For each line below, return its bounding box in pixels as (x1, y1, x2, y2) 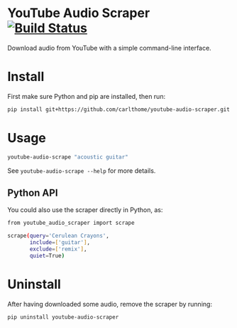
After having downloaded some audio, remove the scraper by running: (7, 300, 213, 308)
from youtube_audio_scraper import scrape (7, 219, 135, 227)
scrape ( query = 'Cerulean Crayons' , (7, 233, 110, 240)
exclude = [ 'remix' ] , (29, 245, 87, 253)
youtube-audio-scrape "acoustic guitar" (7, 153, 129, 161)
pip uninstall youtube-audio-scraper (7, 313, 119, 321)
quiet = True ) (29, 252, 65, 259)
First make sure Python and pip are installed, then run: (7, 92, 165, 100)
